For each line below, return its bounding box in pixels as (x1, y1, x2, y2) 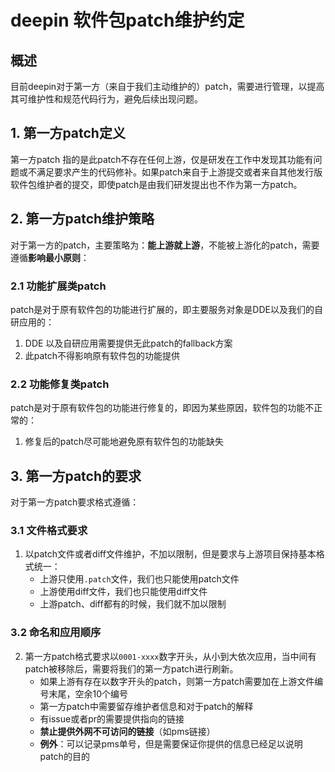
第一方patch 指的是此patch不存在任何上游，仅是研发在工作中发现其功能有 (10, 153, 314, 165)
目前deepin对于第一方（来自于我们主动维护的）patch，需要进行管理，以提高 (10, 81, 325, 92)
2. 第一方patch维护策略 (10, 211, 155, 228)
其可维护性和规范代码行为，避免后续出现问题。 (10, 93, 203, 105)
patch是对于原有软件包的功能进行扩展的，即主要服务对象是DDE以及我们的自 (10, 303, 323, 315)
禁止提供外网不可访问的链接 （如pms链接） (39, 725, 216, 737)
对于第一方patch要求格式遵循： (10, 496, 140, 508)
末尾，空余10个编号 (48, 687, 129, 700)
